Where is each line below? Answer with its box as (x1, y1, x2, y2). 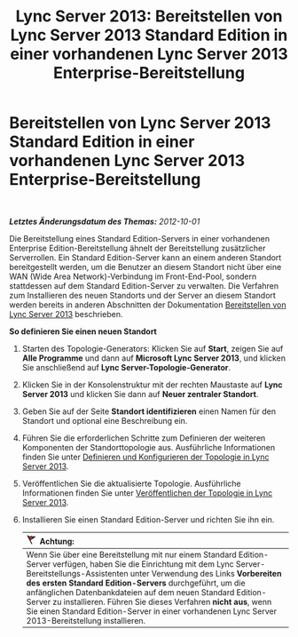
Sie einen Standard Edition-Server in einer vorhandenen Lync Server (26, 606, 278, 617)
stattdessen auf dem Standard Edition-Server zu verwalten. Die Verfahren (9, 280, 279, 291)
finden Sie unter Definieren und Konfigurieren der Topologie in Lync (21, 451, 270, 462)
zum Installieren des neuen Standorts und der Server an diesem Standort (9, 290, 277, 300)
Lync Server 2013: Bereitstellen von (15, 6, 283, 27)
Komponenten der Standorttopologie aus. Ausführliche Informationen (21, 442, 276, 452)
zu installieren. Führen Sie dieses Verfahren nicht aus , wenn (52, 596, 272, 607)
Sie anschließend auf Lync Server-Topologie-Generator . (21, 362, 231, 372)
